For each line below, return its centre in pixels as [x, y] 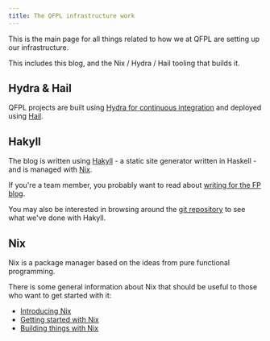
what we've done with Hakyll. [57, 218]
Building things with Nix [59, 328]
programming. [32, 272]
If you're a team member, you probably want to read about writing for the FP [135, 185]
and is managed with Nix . [50, 169]
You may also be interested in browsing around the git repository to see [127, 210]
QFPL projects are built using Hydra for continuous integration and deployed [135, 108]
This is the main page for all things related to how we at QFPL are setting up [134, 39]
